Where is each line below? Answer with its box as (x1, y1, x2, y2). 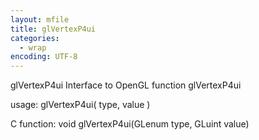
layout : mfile (10, 14, 70, 25)
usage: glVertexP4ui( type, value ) (10, 99, 151, 111)
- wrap (19, 42, 47, 53)
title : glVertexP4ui (10, 24, 97, 34)
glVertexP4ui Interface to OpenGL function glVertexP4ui (10, 79, 242, 91)
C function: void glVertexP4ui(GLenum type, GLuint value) (10, 118, 250, 130)
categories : (10, 33, 60, 43)
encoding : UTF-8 (10, 52, 78, 62)
